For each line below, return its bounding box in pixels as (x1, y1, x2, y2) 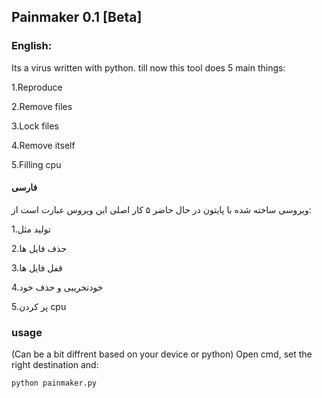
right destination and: (11, 359, 99, 371)
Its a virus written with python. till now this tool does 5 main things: (11, 61, 286, 74)
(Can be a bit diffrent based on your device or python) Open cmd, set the (11, 348, 313, 360)
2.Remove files (11, 100, 73, 112)
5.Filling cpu (11, 158, 62, 170)
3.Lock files (11, 120, 59, 132)
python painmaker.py (11, 378, 98, 389)
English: (11, 39, 53, 53)
